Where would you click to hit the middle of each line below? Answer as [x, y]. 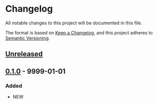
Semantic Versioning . [28, 38]
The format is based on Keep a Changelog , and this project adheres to [79, 32]
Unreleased [24, 54]
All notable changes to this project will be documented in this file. [74, 23]
